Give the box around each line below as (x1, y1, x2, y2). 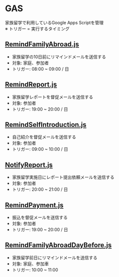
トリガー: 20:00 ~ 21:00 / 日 (12, 186, 68, 193)
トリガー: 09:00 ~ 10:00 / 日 (12, 146, 68, 152)
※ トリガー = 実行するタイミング (5, 25, 70, 32)
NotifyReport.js (5, 160, 53, 169)
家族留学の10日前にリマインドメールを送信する (12, 54, 106, 59)
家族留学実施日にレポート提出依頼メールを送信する (12, 174, 115, 180)
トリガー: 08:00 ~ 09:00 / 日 (12, 66, 69, 72)
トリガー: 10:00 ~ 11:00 (12, 267, 58, 273)
